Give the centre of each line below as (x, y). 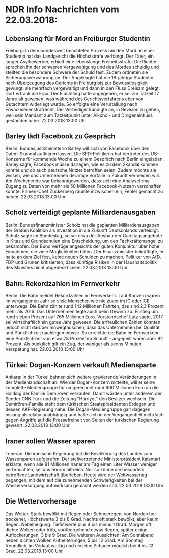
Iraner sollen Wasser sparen (50, 441)
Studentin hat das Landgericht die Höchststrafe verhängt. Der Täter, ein (79, 56)
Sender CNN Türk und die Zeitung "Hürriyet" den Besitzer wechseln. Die (80, 399)
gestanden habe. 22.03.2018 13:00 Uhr (46, 120)
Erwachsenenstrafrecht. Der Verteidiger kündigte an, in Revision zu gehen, (83, 110)
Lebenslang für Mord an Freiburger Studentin (78, 39)
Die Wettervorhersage (41, 501)
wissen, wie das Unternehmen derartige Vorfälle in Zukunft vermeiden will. (83, 175)
